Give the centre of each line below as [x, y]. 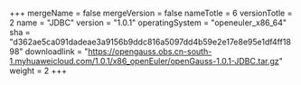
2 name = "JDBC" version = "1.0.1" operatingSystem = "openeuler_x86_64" [148, 23]
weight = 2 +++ [38, 71]
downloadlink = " [56, 52]
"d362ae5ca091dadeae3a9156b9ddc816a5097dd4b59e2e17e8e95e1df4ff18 [150, 42]
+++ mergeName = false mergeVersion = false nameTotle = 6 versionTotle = [151, 13]
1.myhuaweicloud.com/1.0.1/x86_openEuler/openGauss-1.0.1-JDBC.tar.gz [145, 61]
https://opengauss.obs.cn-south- [150, 52]
